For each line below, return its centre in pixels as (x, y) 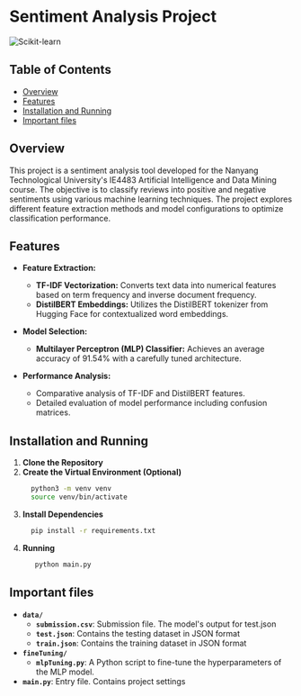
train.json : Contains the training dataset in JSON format (141, 643)
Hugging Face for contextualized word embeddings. (132, 314)
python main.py (63, 565)
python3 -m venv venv (71, 489)
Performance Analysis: (66, 376)
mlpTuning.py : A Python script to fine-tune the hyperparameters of (159, 662)
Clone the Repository (62, 463)
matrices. (53, 412)
